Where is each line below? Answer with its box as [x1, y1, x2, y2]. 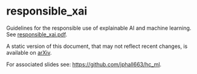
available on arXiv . [6, 49, 53, 56]
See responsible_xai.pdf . [6, 30, 68, 38]
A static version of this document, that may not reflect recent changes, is [6, 42, 188, 50]
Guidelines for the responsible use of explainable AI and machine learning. [6, 24, 192, 32]
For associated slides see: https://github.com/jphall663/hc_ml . [6, 61, 162, 68]
